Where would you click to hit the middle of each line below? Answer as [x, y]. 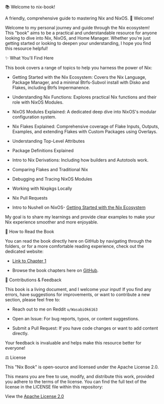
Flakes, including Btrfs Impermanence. [51, 88]
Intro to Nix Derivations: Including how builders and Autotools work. [80, 160]
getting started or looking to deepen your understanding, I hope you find [78, 43]
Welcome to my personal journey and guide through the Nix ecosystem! [78, 28]
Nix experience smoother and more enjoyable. [52, 222]
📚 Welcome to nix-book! [30, 7]
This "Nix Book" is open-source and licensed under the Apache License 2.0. [82, 367]
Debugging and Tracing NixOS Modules [52, 179]
